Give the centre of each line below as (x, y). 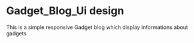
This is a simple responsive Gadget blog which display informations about (97, 27)
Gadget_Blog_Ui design (65, 11)
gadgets (16, 33)
